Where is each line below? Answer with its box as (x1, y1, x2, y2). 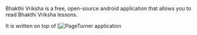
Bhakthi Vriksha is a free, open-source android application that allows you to (5, 5, 192, 12)
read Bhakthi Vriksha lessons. (5, 11, 78, 18)
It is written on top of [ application (5, 23, 122, 29)
